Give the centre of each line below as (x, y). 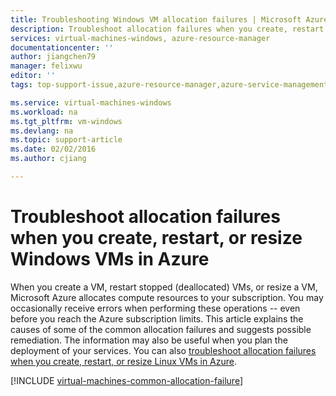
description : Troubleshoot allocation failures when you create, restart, (169, 29)
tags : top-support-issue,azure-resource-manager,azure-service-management (169, 85)
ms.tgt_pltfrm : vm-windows (66, 121)
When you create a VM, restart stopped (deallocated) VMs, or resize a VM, (164, 287)
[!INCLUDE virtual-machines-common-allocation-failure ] (126, 380)
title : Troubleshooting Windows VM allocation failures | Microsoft (156, 19)
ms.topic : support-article (66, 140)
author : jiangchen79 (53, 57)
